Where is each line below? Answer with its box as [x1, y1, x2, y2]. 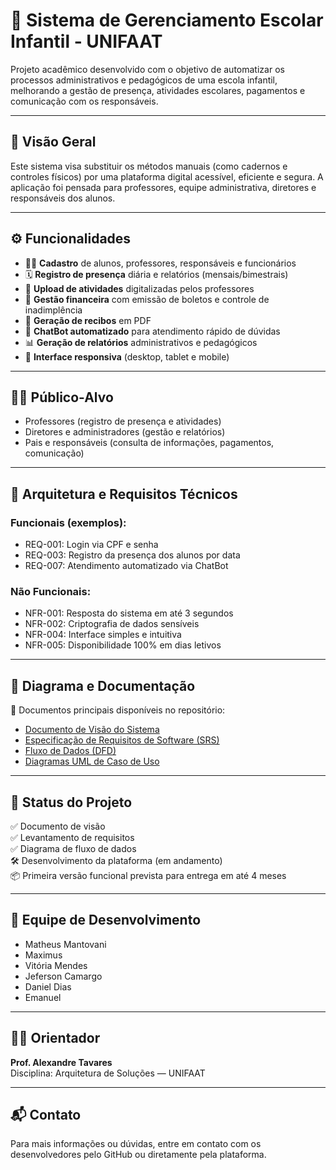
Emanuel [24, 991, 62, 1003]
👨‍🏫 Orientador [10, 1030, 101, 1047]
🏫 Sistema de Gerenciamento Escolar [10, 9, 324, 32]
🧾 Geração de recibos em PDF [24, 314, 152, 326]
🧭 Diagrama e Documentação [10, 677, 196, 694]
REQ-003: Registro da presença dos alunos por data [24, 549, 241, 561]
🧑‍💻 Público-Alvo [10, 389, 114, 406]
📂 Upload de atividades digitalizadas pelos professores [24, 282, 255, 294]
